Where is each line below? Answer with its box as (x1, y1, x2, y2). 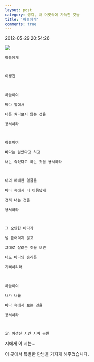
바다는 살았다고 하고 (5, 150, 41, 155)
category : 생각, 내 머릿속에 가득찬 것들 (5, 12, 80, 17)
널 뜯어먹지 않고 (5, 236, 34, 241)
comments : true (5, 21, 37, 27)
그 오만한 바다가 (5, 226, 34, 231)
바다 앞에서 (5, 102, 25, 107)
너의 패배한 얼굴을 (5, 178, 37, 184)
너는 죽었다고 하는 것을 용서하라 (5, 159, 62, 165)
